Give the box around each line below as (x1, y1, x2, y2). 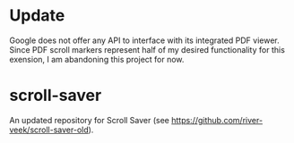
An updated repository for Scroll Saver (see (9, 114, 170, 125)
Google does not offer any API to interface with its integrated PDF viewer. (9, 35, 280, 46)
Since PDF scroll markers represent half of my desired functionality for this (9, 44, 285, 55)
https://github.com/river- (171, 114, 263, 125)
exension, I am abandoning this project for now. (9, 54, 185, 64)
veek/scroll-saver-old (9, 124, 90, 135)
